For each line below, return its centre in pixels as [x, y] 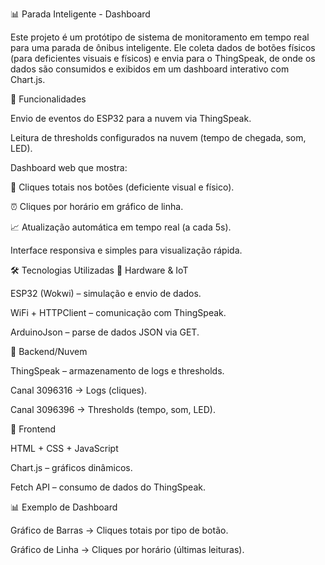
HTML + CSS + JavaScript [64, 448]
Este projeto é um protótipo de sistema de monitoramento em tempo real [160, 37]
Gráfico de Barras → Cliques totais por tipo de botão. [119, 530]
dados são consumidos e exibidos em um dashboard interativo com [150, 69]
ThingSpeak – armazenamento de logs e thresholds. [117, 371]
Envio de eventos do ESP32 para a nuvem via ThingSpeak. [131, 118]
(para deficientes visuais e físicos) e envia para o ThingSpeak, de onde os [163, 58]
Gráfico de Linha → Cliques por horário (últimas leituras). [127, 549]
